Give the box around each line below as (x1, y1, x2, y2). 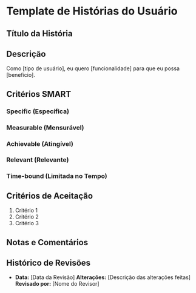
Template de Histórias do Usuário (6, 4, 178, 18)
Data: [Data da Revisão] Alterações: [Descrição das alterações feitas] (15, 274, 191, 281)
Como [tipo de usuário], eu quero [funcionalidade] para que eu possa (6, 65, 180, 72)
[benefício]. (6, 71, 35, 79)
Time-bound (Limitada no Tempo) (6, 172, 107, 180)
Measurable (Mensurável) (6, 123, 84, 131)
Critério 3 (15, 220, 39, 227)
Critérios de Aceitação (6, 191, 93, 201)
